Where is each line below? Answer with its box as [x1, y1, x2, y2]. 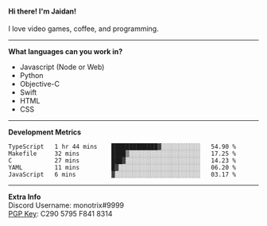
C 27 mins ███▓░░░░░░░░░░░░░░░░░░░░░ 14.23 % [8, 157, 237, 165]
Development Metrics [8, 127, 82, 137]
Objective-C [19, 80, 60, 89]
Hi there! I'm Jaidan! [8, 6, 77, 16]
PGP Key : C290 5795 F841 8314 [8, 209, 113, 219]
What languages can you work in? [8, 47, 123, 56]
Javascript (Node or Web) [19, 62, 105, 72]
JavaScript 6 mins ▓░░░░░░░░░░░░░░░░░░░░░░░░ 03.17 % [8, 171, 237, 179]
